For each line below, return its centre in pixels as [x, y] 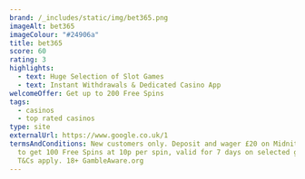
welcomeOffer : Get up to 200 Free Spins [87, 93]
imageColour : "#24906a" [54, 34]
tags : [20, 102]
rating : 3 [28, 60]
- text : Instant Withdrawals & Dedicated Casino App [119, 85]
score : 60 [28, 52]
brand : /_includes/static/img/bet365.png [89, 18]
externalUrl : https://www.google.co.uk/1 [89, 136]
